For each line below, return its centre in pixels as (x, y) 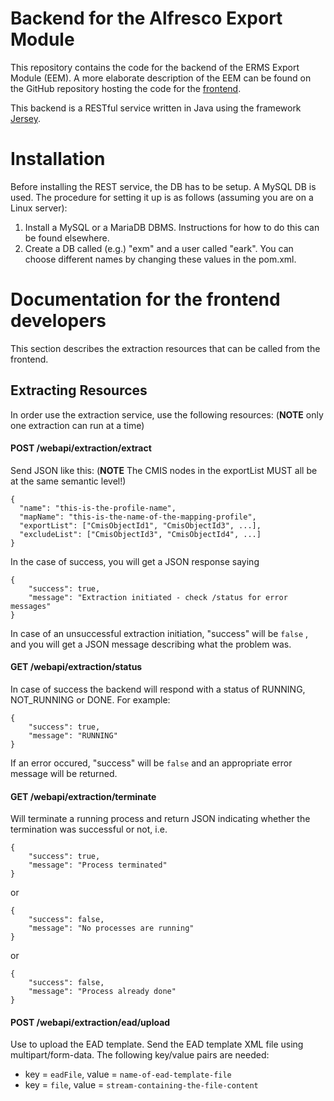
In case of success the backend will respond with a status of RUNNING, (158, 689)
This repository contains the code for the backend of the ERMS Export (155, 67)
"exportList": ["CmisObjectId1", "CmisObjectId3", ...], (140, 525)
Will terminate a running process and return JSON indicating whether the (160, 819)
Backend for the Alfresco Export (146, 18)
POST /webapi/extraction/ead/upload (90, 1022)
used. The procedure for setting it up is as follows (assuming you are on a (162, 197)
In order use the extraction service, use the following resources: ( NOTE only (167, 414)
